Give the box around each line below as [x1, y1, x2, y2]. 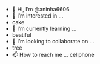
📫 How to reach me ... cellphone [12, 51, 95, 58]
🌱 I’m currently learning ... [12, 25, 77, 32]
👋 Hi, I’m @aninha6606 [12, 6, 70, 13]
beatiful [12, 31, 32, 39]
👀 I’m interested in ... [12, 12, 64, 19]
